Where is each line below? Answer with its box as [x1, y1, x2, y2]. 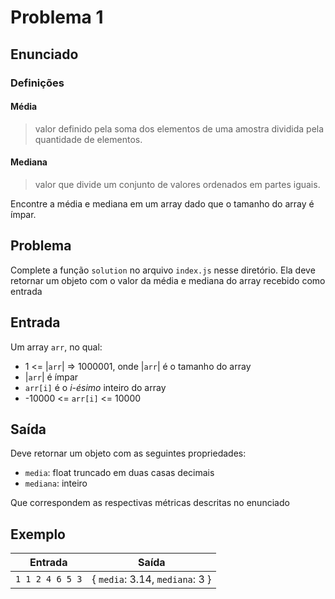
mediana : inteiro [24, 477, 88, 490]
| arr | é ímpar [24, 371, 79, 383]
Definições [10, 76, 65, 90]
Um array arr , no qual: [10, 341, 103, 353]
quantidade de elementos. [34, 133, 143, 145]
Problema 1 [10, 6, 104, 29]
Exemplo [10, 526, 66, 543]
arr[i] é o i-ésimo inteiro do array [24, 381, 167, 393]
